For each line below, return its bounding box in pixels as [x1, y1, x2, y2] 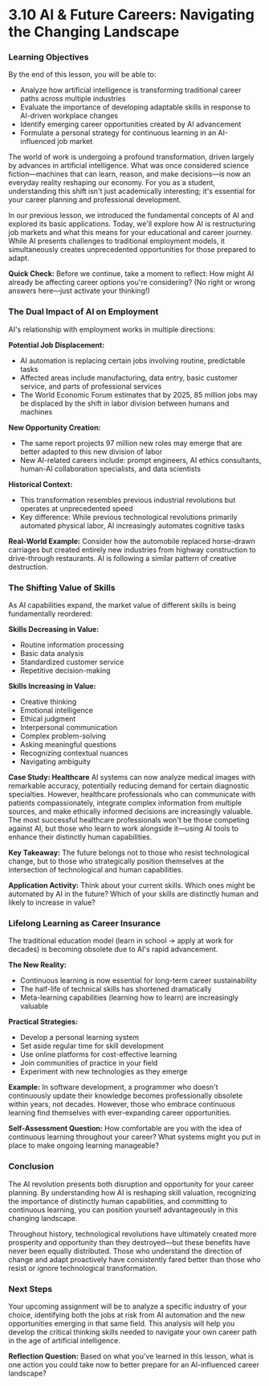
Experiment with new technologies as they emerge [19, 1066, 188, 1076]
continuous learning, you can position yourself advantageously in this [8, 1205, 238, 1215]
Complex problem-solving [19, 731, 107, 741]
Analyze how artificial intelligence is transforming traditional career [19, 85, 242, 95]
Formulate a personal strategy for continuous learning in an [19, 128, 217, 138]
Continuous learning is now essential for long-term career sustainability [19, 976, 257, 985]
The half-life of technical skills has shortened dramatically [19, 984, 212, 994]
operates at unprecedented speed [19, 503, 133, 513]
